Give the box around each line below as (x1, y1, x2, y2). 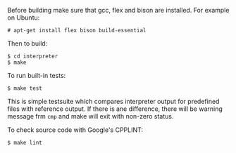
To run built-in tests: (7, 72, 66, 79)
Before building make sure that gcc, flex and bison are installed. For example (7, 6, 230, 14)
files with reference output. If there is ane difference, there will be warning (7, 105, 223, 113)
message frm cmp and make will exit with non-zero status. (7, 112, 174, 120)
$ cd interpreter (7, 53, 58, 60)
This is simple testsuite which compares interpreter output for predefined (7, 98, 220, 105)
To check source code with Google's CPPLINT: (7, 126, 143, 134)
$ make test (7, 85, 42, 92)
